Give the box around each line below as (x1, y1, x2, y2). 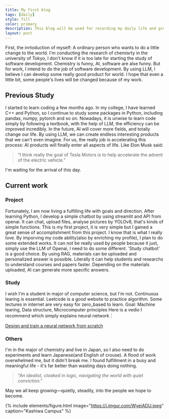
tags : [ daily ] (5, 12, 35, 17)
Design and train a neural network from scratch (5, 322, 103, 328)
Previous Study (5, 91, 54, 100)
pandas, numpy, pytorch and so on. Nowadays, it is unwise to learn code (5, 115, 156, 121)
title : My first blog (5, 7, 51, 13)
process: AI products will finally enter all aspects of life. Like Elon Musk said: (5, 142, 163, 148)
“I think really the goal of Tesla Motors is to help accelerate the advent (17, 151, 163, 157)
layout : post (5, 31, 33, 36)
